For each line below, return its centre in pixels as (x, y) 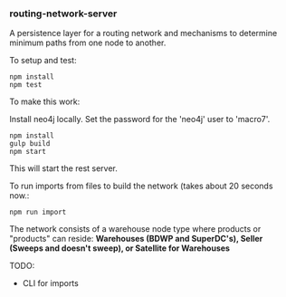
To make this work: (45, 101)
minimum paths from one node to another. (88, 43)
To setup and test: (43, 61)
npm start (28, 152)
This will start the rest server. (63, 168)
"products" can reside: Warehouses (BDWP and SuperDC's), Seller (136, 239)
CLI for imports (50, 283)
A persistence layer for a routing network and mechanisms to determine (143, 34)
